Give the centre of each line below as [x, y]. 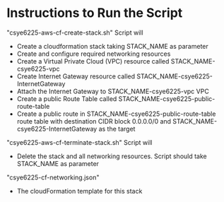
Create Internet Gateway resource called [76, 76]
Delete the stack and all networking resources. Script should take [112, 156]
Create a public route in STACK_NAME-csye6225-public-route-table [116, 114]
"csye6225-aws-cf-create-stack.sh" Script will [75, 32]
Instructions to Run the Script [95, 13]
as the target [117, 129]
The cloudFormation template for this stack [79, 191]
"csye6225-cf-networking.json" [53, 177]
